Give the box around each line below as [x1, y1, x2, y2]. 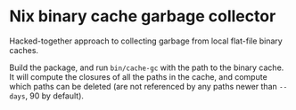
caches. [9, 44, 38, 55]
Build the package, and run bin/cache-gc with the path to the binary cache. [9, 62, 284, 73]
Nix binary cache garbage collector [9, 6, 276, 27]
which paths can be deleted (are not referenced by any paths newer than [9, 81, 278, 91]
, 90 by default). [25, 90, 85, 101]
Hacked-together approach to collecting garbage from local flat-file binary [9, 35, 283, 46]
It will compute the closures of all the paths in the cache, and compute [9, 71, 267, 82]
